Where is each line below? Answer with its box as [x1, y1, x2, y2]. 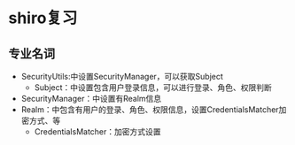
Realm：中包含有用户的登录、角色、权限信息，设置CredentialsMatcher [20, 104, 280, 115]
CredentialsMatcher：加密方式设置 [34, 126, 161, 137]
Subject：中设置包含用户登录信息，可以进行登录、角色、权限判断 [34, 82, 272, 93]
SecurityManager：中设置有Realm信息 [20, 94, 162, 103]
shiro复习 [8, 8, 78, 28]
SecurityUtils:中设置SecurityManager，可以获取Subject [20, 72, 223, 81]
